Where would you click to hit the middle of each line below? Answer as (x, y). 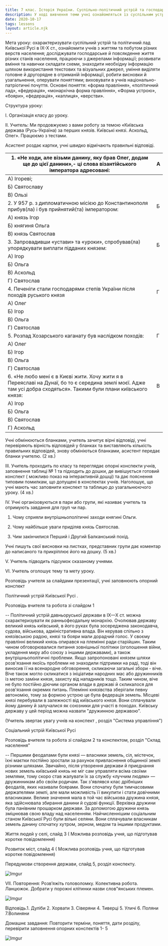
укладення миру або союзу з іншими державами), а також (68, 653)
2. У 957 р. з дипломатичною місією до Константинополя (78, 203)
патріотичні (17, 85)
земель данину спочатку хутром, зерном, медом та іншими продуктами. (83, 824)
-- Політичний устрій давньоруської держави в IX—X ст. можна (73, 615)
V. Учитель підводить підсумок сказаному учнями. (59, 561)
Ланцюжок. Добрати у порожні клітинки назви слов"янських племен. (80, 889)
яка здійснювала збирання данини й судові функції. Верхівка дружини (80, 803)
